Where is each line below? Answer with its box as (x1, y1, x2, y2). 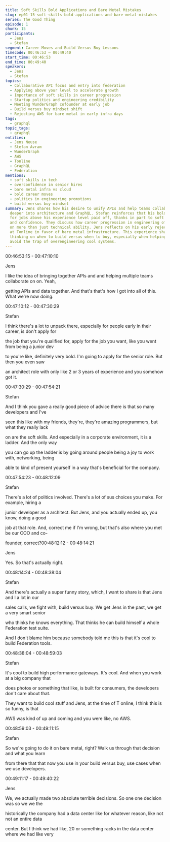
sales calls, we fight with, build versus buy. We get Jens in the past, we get (5, 604, 162, 610)
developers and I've (5, 409, 47, 415)
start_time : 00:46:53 (5, 54, 51, 60)
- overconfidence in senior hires (10, 182, 82, 188)
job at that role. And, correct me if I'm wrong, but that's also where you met (5, 524, 162, 531)
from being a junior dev (5, 344, 54, 350)
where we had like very (5, 831, 54, 837)
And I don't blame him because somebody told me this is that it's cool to (5, 635, 156, 641)
